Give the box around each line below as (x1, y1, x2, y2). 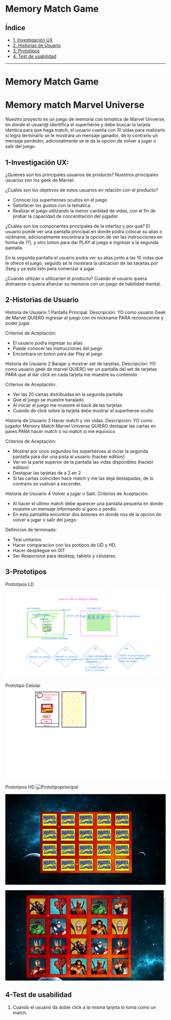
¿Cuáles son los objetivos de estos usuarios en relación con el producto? (5, 187, 158, 193)
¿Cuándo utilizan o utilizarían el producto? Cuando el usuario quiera (5, 275, 148, 281)
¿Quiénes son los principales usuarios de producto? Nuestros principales (5, 172, 159, 178)
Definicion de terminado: (5, 527, 58, 533)
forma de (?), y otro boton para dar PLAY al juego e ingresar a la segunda (5, 239, 159, 245)
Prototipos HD (5, 784, 35, 790)
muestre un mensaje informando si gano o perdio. (12, 506, 118, 512)
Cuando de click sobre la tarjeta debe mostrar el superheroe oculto (12, 407, 154, 414)
